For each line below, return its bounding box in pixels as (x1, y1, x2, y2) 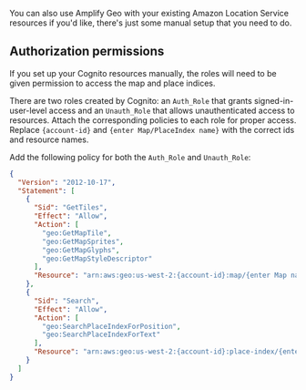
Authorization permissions (9, 44, 165, 59)
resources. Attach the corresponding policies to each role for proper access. (9, 114, 297, 126)
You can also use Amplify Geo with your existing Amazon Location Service (9, 8, 290, 18)
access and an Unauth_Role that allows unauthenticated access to (48, 105, 295, 116)
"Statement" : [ (17, 186, 76, 195)
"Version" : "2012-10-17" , (17, 178, 117, 187)
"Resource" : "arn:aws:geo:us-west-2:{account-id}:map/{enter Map (33, 271, 287, 281)
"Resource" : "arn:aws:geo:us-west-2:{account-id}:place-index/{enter (33, 347, 303, 356)
